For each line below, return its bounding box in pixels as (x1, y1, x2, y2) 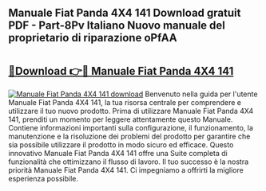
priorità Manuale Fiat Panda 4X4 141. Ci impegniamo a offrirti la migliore (8, 166, 244, 174)
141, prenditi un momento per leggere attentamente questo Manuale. (8, 115, 233, 124)
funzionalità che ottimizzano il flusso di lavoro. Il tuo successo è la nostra (8, 157, 249, 166)
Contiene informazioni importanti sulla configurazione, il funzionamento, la (8, 123, 254, 132)
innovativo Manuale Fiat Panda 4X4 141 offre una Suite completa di (8, 149, 228, 158)
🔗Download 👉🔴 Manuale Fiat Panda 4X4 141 (8, 64, 234, 78)
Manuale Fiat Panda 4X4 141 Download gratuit (8, 6, 241, 20)
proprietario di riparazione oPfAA (8, 31, 177, 45)
